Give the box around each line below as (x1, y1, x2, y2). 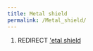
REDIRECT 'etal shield (17, 36, 81, 44)
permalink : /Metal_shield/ (7, 17, 87, 24)
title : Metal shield (7, 10, 68, 17)
